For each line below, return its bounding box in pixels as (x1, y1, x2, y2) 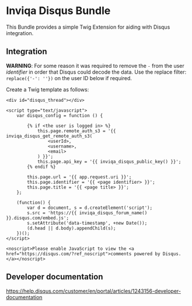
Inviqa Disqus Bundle (6, 4, 111, 18)
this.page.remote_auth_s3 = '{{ (37, 128, 116, 134)
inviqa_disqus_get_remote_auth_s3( (6, 133, 93, 139)
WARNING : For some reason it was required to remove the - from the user (6, 62, 185, 69)
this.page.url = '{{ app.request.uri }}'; (27, 174, 132, 180)
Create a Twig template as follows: (6, 86, 89, 93)
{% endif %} (27, 164, 57, 170)
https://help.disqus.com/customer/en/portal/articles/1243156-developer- (6, 287, 181, 294)
